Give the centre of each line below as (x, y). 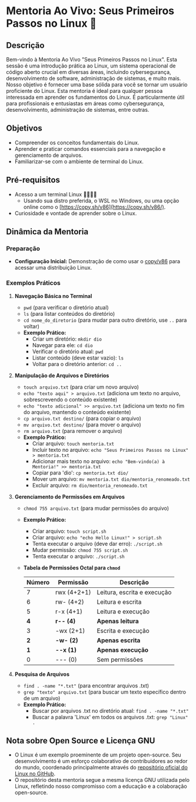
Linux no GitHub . (35, 774)
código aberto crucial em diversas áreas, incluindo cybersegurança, (89, 72)
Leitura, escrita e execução (134, 592)
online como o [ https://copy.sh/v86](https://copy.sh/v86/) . (94, 207)
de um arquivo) (42, 698)
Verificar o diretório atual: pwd (68, 351)
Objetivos (24, 128)
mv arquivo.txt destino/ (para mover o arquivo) (82, 425)
